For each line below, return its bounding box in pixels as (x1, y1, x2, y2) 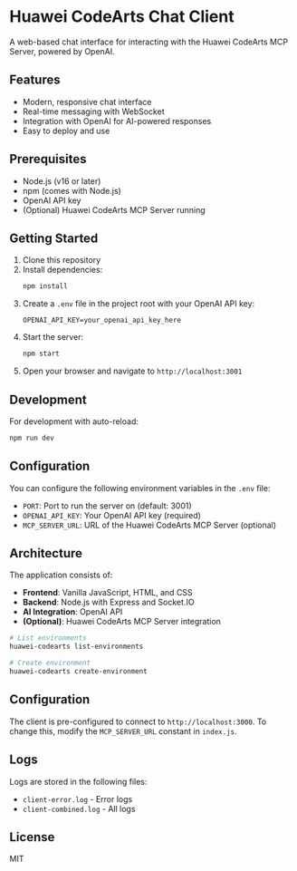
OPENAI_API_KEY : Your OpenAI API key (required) (22, 509, 202, 520)
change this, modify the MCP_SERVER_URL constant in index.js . (9, 725, 237, 736)
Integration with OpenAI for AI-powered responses (22, 115, 212, 126)
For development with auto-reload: (9, 415, 139, 427)
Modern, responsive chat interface (22, 96, 152, 107)
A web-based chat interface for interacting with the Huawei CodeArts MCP (9, 36, 288, 47)
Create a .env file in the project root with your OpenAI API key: (22, 298, 255, 309)
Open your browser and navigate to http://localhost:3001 (22, 365, 243, 377)
